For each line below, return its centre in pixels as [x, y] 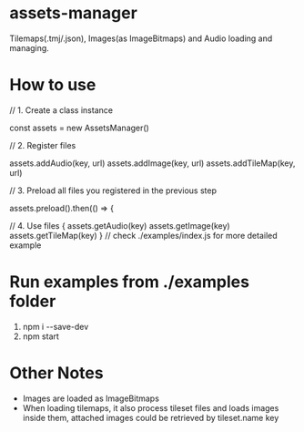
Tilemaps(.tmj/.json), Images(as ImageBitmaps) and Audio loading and [141, 38]
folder [33, 301]
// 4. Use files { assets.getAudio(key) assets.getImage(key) [120, 225]
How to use [53, 85]
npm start [41, 336]
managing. [30, 47]
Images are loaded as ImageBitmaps [91, 398]
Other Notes [56, 373]
